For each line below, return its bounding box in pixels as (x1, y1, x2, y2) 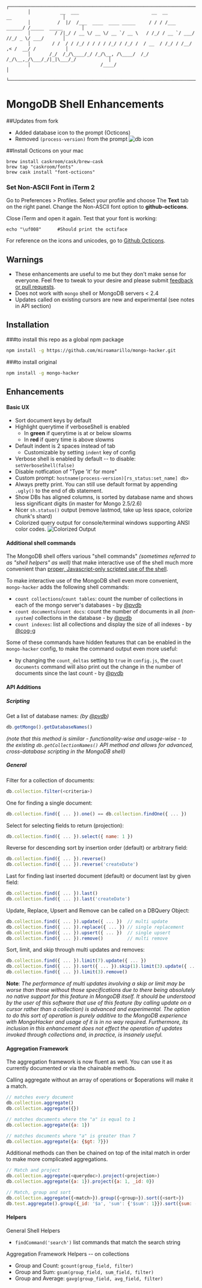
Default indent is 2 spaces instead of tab (14, 442, 115, 450)
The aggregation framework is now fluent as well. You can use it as (6, 1058, 173, 1065)
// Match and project (6, 1167, 61, 1174)
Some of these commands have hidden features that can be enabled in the (6, 639, 191, 646)
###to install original (6, 358, 57, 365)
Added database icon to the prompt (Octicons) (14, 129, 131, 136)
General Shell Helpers (6, 1227, 60, 1234)
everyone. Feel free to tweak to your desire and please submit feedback (14, 277, 194, 284)
